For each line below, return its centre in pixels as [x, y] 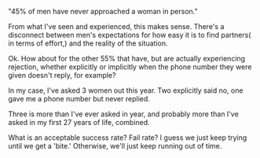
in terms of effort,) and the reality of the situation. [88, 43]
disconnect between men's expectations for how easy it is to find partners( [130, 35]
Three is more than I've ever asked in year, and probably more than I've [124, 114]
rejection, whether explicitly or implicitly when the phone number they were [130, 67]
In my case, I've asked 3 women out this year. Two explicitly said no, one [126, 90]
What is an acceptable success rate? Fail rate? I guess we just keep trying [128, 138]
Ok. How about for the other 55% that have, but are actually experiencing [127, 59]
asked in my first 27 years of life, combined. [79, 122]
